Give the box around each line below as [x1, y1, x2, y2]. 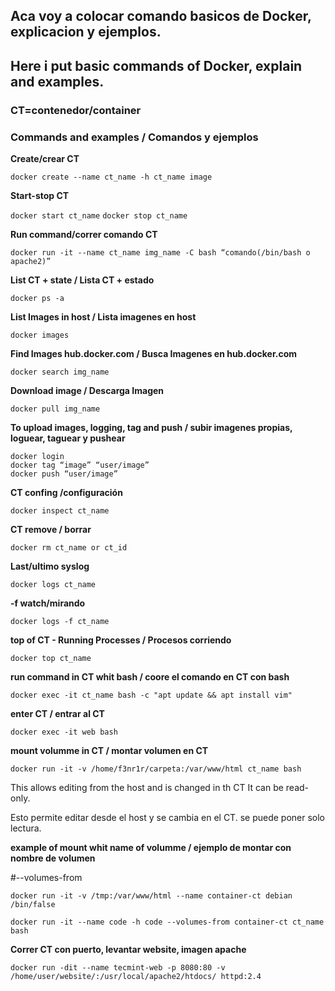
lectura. [10, 822, 42, 834]
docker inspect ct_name [10, 506, 110, 516]
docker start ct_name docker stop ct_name [10, 211, 188, 221]
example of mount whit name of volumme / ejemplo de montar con [10, 842, 292, 853]
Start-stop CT [10, 190, 70, 201]
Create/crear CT [10, 153, 80, 164]
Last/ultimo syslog [10, 560, 90, 572]
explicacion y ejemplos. [10, 24, 162, 41]
